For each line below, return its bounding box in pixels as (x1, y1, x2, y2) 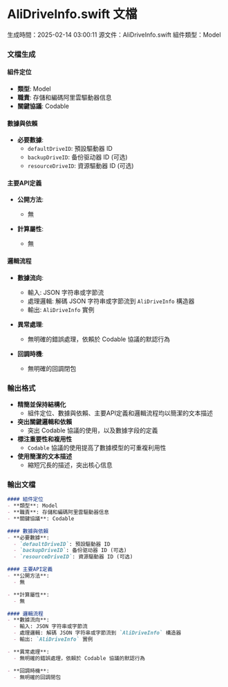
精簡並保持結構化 (17, 400, 66, 408)
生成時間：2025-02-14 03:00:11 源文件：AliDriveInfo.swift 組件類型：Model (7, 30, 221, 39)
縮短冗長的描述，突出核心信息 (27, 461, 113, 469)
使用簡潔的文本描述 (17, 452, 73, 460)
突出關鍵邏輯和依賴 (17, 417, 73, 425)
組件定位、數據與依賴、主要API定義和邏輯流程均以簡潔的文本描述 (27, 409, 213, 417)
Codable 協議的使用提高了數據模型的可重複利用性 (27, 443, 167, 452)
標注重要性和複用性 (17, 434, 73, 443)
